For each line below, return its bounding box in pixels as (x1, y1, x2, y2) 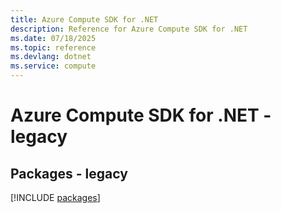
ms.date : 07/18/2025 (10, 33, 97, 43)
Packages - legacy (10, 165, 128, 182)
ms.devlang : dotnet (10, 52, 92, 62)
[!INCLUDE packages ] (10, 192, 101, 203)
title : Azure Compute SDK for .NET (10, 14, 159, 25)
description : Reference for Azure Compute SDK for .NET (10, 24, 248, 34)
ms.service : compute (10, 61, 97, 71)
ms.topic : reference (10, 42, 97, 53)
